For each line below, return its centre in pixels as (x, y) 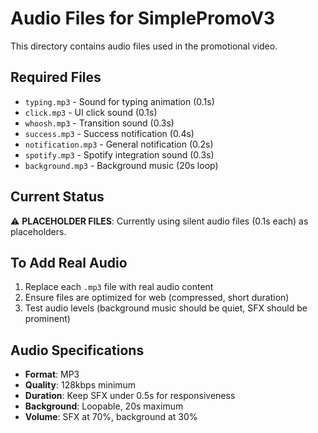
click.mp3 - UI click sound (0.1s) (91, 112)
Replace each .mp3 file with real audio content (119, 287)
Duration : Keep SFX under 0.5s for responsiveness (130, 396)
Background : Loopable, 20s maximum (104, 406)
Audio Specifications (77, 350)
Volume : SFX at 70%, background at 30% (111, 417)
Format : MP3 (52, 374)
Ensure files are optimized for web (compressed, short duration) (157, 298)
